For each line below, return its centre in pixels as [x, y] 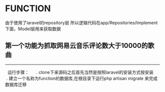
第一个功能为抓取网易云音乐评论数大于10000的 [77, 46]
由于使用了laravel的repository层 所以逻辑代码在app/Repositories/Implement [82, 23]
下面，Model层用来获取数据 [33, 29]
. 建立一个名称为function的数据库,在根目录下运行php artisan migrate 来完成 [82, 78]
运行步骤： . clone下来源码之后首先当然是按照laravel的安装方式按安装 [80, 72]
